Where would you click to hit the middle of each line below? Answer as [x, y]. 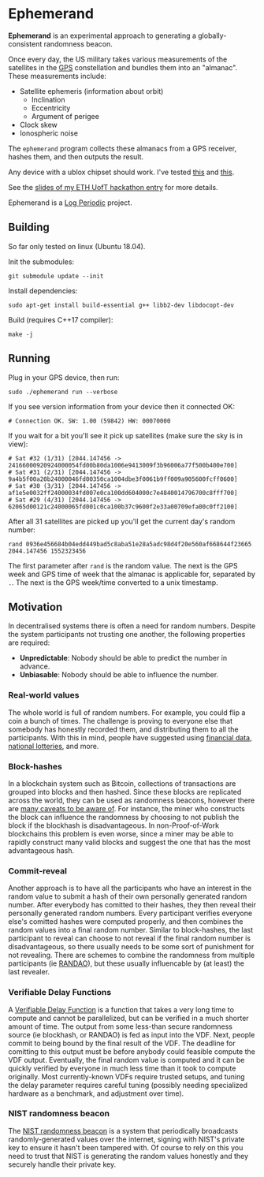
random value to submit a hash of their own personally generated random [128, 896]
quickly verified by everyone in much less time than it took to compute [122, 1068]
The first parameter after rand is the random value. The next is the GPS [123, 565]
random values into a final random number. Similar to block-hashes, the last [131, 930]
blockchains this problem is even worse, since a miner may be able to [121, 833]
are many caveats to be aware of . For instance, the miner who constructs [127, 808]
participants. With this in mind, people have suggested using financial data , [130, 737]
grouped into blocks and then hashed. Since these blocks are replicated [125, 791]
